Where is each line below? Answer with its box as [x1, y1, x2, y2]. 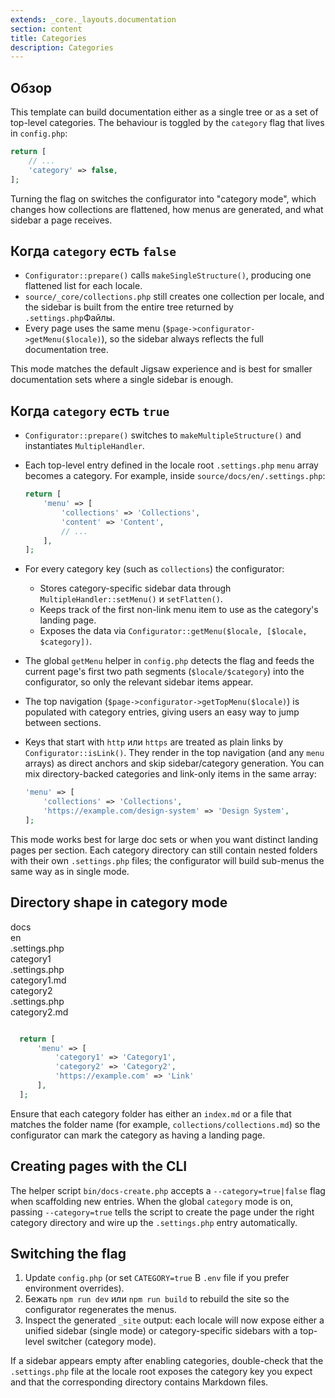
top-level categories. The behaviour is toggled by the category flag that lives [10, 117, 325, 129]
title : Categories [10, 33, 87, 43]
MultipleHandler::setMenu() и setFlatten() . [39, 593, 223, 605]
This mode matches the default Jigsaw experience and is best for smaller [10, 363, 313, 375]
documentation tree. [24, 344, 109, 356]
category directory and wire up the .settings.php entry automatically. [10, 1216, 298, 1228]
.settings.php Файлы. [24, 312, 116, 324]
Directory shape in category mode [10, 894, 228, 911]
